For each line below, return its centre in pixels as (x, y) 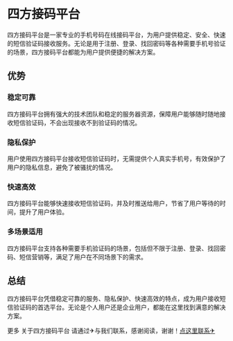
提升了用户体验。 (43, 212)
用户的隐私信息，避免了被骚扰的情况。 (62, 167)
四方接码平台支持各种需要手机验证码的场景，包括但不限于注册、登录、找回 (113, 248)
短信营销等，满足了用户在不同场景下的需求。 (83, 256)
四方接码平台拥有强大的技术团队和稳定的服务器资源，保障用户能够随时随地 (113, 114)
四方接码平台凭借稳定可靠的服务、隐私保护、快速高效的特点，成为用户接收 (113, 299)
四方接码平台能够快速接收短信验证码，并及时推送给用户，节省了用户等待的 (113, 203)
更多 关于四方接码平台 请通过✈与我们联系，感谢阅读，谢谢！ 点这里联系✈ (111, 331)
